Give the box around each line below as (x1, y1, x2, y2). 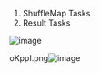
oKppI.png (9, 53, 49, 63)
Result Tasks (22, 17, 71, 28)
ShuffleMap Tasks (22, 8, 91, 18)
